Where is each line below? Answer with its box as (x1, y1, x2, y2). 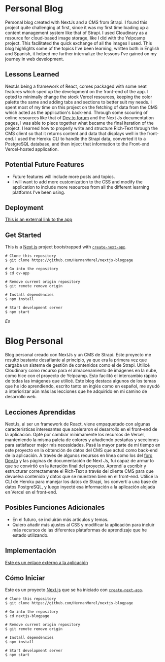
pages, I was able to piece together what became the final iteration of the (5, 120, 154, 126)
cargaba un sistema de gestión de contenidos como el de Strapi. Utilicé (5, 362, 150, 368)
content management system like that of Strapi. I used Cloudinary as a (5, 30, 148, 35)
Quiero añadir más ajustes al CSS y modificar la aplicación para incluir (12, 522, 155, 527)
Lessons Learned (5, 70, 59, 79)
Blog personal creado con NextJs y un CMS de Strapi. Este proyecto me (5, 352, 152, 358)
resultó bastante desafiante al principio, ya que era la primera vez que (5, 357, 147, 363)
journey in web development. (5, 56, 64, 62)
